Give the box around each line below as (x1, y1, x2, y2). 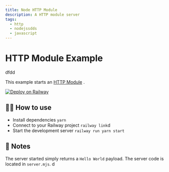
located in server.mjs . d (5, 161, 55, 167)
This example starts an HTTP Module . (5, 79, 85, 85)
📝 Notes (5, 142, 31, 151)
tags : (5, 17, 17, 22)
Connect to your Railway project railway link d (12, 122, 110, 128)
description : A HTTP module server (5, 12, 80, 17)
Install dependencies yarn (12, 117, 67, 123)
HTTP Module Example (5, 52, 103, 64)
